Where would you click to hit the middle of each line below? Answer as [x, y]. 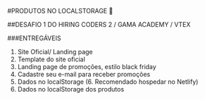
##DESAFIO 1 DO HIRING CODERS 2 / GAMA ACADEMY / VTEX [99, 24]
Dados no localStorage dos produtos [71, 89]
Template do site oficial [51, 59]
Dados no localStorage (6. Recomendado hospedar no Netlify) [108, 82]
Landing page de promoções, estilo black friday [87, 67]
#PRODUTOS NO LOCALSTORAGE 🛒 [60, 11]
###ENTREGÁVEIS [34, 38]
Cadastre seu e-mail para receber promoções [84, 74]
